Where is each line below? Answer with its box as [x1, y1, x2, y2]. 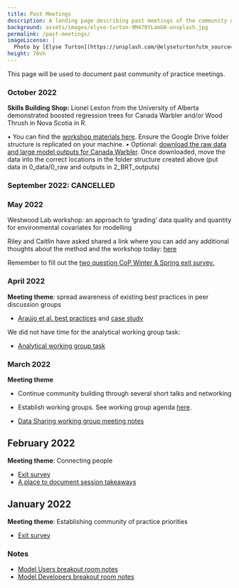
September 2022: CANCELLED [7, 181, 115, 191]
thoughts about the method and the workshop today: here [7, 245, 177, 253]
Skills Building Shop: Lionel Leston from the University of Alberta [7, 104, 199, 112]
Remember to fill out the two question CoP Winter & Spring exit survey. [7, 258, 215, 267]
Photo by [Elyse [14, 43, 62, 51]
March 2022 [7, 359, 51, 369]
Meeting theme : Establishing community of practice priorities [7, 517, 188, 525]
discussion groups [7, 300, 62, 308]
